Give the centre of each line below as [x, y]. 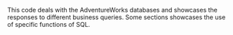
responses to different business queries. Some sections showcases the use [116, 17]
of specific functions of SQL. [49, 24]
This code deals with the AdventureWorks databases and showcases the [112, 10]
